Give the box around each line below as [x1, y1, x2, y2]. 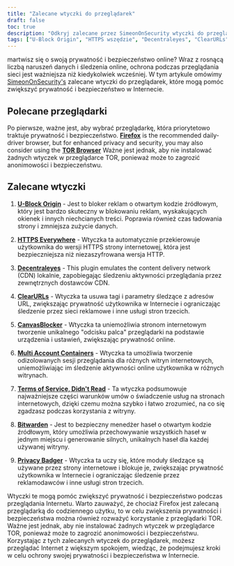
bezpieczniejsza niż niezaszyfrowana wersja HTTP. [17, 250, 165, 258]
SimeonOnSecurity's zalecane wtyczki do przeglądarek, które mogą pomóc [7, 77, 224, 86]
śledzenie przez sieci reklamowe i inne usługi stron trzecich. [17, 306, 190, 315]
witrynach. [17, 371, 49, 379]
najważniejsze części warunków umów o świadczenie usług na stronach [17, 392, 225, 400]
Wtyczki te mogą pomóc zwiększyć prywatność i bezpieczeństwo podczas [7, 491, 223, 500]
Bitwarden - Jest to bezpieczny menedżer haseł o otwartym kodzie [17, 420, 212, 429]
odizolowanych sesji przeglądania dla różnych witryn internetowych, [17, 356, 214, 364]
